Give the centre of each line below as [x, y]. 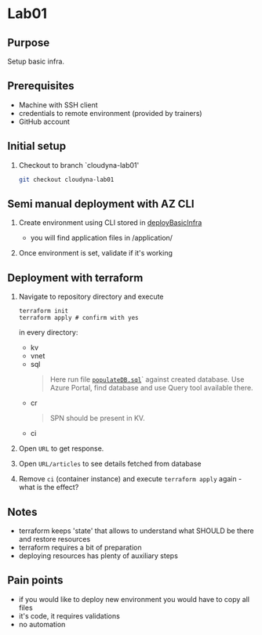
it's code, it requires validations [69, 615]
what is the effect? [49, 488]
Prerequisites [41, 86]
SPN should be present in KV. [98, 418]
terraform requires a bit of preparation [80, 547]
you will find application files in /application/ [102, 238]
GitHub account [44, 122]
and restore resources [55, 539]
